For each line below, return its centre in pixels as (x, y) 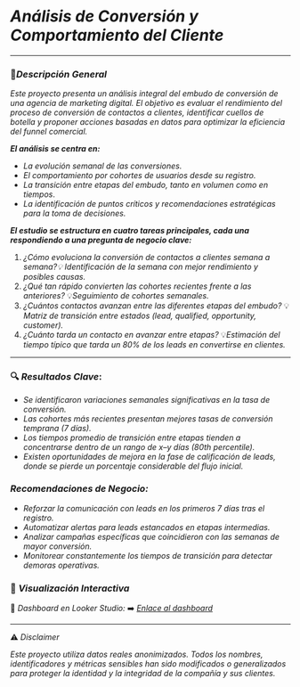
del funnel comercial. (49, 132)
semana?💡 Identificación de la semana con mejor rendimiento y (141, 267)
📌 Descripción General (59, 74)
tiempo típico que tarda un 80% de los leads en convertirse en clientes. (154, 345)
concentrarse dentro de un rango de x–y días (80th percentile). (139, 446)
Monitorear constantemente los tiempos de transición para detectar (148, 555)
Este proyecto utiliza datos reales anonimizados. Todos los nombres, (137, 654)
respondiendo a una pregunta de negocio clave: (101, 240)
